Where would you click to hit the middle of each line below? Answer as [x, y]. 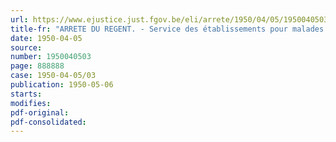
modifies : [31, 103]
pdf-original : [40, 112]
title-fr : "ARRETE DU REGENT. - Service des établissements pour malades [167, 29]
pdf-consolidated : [48, 122]
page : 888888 [37, 66]
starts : [26, 94]
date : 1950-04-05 [46, 38]
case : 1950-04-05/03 [53, 76]
